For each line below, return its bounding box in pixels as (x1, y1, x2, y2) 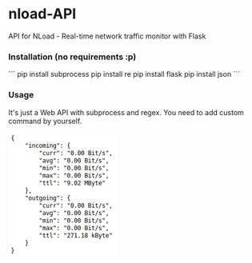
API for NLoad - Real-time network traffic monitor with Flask (8, 31, 206, 41)
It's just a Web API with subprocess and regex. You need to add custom (8, 107, 244, 117)
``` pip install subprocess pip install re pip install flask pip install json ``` (8, 70, 241, 79)
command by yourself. (8, 116, 82, 126)
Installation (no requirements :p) (8, 51, 137, 62)
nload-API (8, 5, 77, 23)
